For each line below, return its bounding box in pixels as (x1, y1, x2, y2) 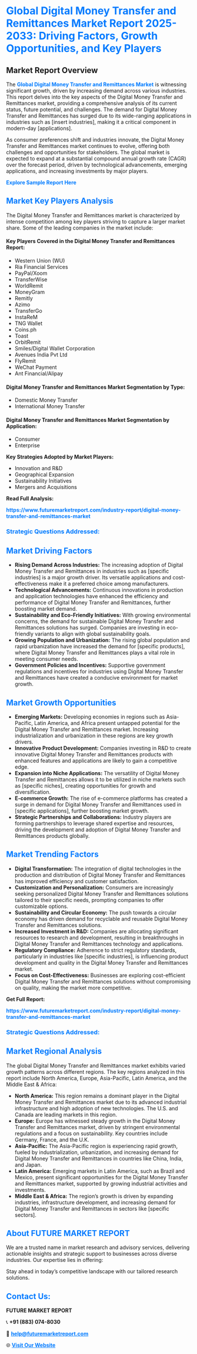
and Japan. (14, 1161, 42, 1168)
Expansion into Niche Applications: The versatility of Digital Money (14, 769, 179, 776)
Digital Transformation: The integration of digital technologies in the (14, 865, 181, 872)
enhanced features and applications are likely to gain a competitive (14, 757, 178, 764)
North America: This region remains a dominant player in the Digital (14, 1092, 179, 1099)
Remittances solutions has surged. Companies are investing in (14, 624, 166, 631)
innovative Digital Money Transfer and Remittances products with (14, 750, 173, 758)
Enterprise (14, 442, 40, 449)
